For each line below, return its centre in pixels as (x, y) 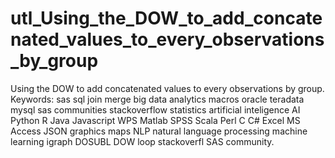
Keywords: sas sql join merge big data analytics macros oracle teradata (157, 99)
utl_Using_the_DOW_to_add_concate (166, 18)
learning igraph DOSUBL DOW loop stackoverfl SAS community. (142, 141)
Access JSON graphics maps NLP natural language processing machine (159, 131)
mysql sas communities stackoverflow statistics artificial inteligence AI (155, 109)
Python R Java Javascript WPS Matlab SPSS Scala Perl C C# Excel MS (155, 120)
